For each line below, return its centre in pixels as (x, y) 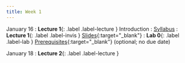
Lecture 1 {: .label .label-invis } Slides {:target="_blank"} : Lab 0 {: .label (93, 35)
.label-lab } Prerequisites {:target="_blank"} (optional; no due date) (88, 41)
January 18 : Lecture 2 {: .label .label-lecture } (63, 53)
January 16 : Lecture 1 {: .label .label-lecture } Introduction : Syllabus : (92, 29)
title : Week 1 (24, 12)
